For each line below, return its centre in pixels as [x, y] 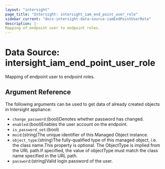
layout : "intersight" [27, 10]
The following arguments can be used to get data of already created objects [82, 104]
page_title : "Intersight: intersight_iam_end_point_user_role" [72, 14]
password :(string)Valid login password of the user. [62, 161]
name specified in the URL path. [45, 156]
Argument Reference [38, 92]
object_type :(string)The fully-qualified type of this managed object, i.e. [84, 140]
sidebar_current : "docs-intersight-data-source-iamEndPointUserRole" [78, 19]
